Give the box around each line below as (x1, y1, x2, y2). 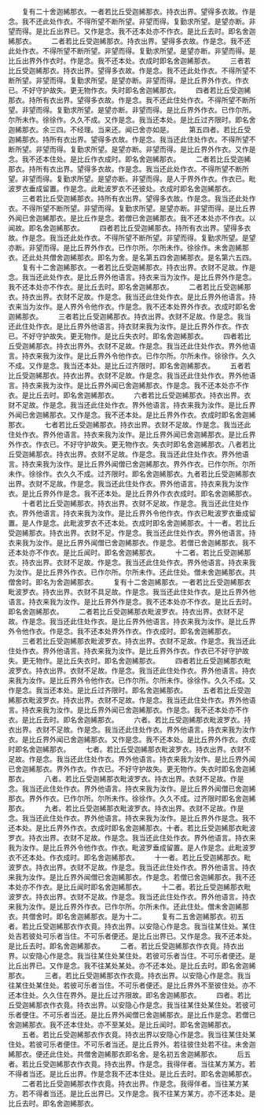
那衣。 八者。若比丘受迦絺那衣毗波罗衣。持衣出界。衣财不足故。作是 (8, 774, 244, 783)
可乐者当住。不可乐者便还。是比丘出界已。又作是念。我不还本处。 (42, 932, 256, 940)
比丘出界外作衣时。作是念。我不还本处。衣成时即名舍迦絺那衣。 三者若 (8, 56, 251, 65)
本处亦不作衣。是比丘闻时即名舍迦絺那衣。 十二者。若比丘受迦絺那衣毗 (8, 882, 251, 892)
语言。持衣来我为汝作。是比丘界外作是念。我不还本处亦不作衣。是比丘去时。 (8, 597, 256, 606)
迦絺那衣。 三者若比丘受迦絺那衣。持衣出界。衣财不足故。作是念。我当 (8, 312, 251, 321)
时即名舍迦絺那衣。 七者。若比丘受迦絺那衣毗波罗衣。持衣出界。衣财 (8, 744, 244, 754)
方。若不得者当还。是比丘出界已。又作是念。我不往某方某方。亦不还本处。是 (8, 1089, 256, 1098)
